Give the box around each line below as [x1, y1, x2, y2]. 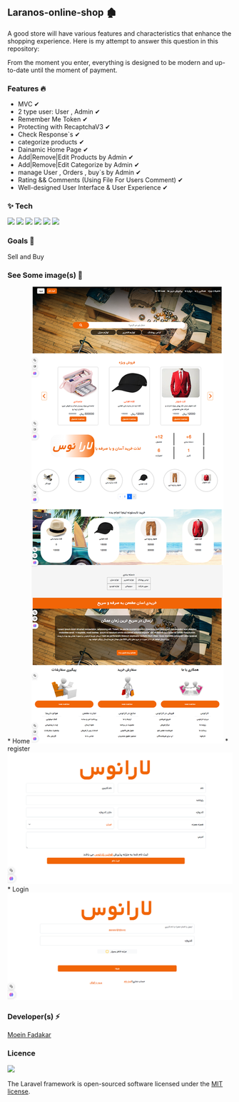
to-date [7, 66, 30, 74]
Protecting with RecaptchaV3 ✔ [17, 123, 111, 131]
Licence [7, 1048, 36, 1058]
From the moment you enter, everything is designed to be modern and [7, 58, 214, 66]
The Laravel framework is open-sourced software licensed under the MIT [7, 1079, 223, 1088]
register [7, 744, 31, 753]
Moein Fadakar [7, 1031, 51, 1039]
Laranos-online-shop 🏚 [7, 6, 117, 19]
